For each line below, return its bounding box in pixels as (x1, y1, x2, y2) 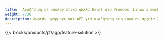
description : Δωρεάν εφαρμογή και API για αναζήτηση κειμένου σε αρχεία (5, 16, 155, 21)
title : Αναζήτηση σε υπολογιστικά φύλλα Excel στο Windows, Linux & (5, 7, 149, 12)
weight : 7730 (5, 12, 32, 17)
